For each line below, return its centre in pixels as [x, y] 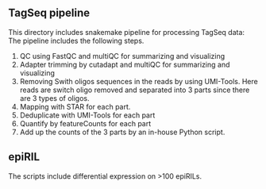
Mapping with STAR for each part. [75, 106]
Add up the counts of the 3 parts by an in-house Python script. [122, 132]
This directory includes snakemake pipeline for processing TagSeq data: [126, 32]
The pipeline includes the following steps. [76, 40]
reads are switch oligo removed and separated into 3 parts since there [135, 90]
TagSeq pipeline [49, 13]
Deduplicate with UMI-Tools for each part [87, 115]
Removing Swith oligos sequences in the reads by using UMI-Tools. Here [139, 81]
